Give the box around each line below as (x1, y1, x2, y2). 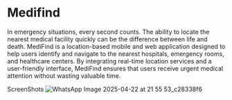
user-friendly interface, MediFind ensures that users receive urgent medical (7, 64, 224, 72)
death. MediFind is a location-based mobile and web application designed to (7, 42, 226, 50)
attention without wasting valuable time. (7, 71, 121, 80)
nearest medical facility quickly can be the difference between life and (7, 34, 208, 43)
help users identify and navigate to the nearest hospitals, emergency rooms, (7, 50, 225, 58)
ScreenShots (7, 85, 44, 93)
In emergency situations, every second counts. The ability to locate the (7, 28, 210, 36)
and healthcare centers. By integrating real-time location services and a (7, 57, 213, 65)
